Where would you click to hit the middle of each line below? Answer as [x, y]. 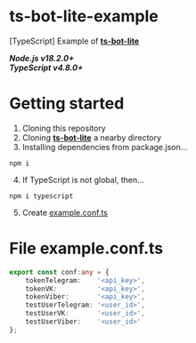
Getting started [67, 104]
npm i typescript [41, 196]
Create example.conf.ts [65, 212]
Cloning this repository [64, 128]
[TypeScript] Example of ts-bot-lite [74, 41]
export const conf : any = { [59, 272]
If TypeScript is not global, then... [83, 179]
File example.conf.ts [86, 248]
